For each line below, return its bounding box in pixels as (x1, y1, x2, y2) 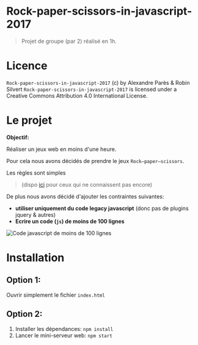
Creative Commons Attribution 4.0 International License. (6, 92, 148, 99)
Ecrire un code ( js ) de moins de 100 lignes (15, 217, 125, 225)
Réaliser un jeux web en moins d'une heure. (6, 145, 117, 153)
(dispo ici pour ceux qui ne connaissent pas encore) (21, 181, 153, 188)
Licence (6, 59, 48, 73)
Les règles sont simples (6, 169, 66, 176)
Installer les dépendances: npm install (15, 325, 114, 332)
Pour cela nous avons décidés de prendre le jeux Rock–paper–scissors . (6, 157, 185, 164)
